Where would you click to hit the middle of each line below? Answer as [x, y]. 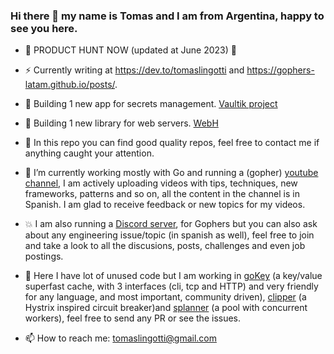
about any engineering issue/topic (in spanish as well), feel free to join [169, 235]
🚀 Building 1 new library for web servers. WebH [121, 123]
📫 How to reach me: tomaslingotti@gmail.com [120, 338]
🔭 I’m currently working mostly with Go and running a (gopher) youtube [171, 173]
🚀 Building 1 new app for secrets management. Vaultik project [151, 104]
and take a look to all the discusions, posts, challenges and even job [165, 246]
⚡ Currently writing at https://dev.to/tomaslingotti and [134, 70]
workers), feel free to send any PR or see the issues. [133, 318]
